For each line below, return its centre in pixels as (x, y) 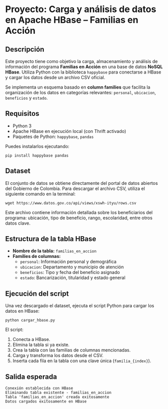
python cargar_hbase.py (30, 320)
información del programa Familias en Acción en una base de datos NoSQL (84, 67)
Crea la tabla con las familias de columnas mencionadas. (72, 350)
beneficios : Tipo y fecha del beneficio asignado (70, 272)
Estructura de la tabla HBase (51, 239)
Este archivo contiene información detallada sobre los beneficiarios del (79, 212)
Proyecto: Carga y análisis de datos (81, 9)
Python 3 (22, 126)
